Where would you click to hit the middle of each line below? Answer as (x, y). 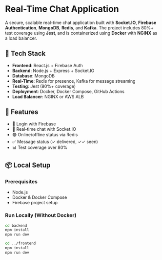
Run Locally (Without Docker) (41, 215)
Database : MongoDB (33, 76)
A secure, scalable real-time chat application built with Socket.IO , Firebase (81, 23)
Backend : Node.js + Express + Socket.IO (53, 71)
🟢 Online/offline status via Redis (45, 134)
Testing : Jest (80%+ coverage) (44, 86)
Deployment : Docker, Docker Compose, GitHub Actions (68, 91)
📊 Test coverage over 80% (40, 147)
